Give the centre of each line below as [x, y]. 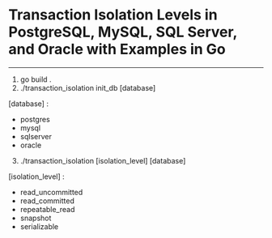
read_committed [47, 201]
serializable [39, 226]
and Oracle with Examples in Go [117, 49]
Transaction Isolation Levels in [113, 15]
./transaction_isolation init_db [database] [88, 87]
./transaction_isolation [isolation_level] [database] [103, 160]
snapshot [36, 218]
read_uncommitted [51, 192]
